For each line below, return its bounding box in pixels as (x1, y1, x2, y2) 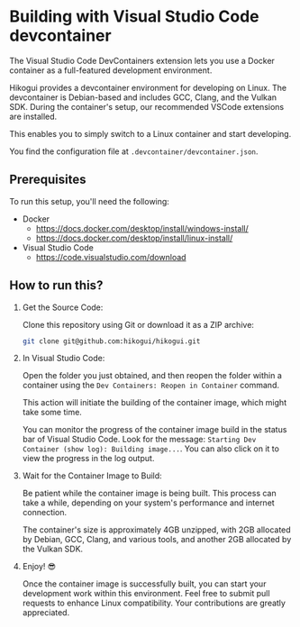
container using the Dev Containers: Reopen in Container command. (22, 380, 279, 391)
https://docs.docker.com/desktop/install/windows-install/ (35, 223, 250, 233)
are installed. (9, 111, 58, 122)
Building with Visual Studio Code (9, 6, 259, 27)
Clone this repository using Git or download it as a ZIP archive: (22, 319, 255, 330)
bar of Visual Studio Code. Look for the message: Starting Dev (22, 434, 257, 445)
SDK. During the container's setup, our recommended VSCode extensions (9, 101, 285, 112)
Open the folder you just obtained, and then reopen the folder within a (22, 370, 282, 381)
